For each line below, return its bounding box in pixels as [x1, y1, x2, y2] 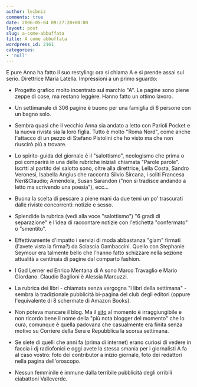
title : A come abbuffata [6, 36, 67, 42]
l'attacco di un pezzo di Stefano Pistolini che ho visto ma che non [14, 134, 173, 142]
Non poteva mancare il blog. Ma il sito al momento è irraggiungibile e [14, 308, 182, 316]
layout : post [6, 25, 38, 31]
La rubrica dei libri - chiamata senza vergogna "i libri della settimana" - [14, 284, 187, 291]
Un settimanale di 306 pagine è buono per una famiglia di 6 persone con [14, 104, 191, 111]
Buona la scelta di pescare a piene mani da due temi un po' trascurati [14, 195, 183, 202]
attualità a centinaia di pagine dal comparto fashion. [14, 255, 141, 263]
